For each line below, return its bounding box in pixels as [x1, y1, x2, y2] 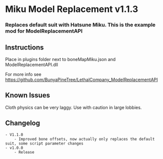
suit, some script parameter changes [5, 141, 84, 146]
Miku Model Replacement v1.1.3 [5, 3, 139, 15]
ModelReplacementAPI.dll [5, 61, 58, 67]
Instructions [5, 43, 44, 51]
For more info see [5, 71, 41, 77]
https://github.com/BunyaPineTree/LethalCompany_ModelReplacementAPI [5, 76, 158, 82]
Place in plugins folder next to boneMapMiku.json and [5, 56, 116, 62]
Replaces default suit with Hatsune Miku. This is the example [5, 21, 156, 28]
